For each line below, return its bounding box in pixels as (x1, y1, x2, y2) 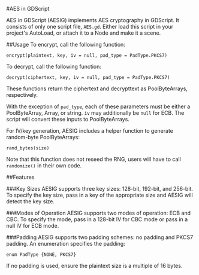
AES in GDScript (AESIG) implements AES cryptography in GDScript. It (6, 17, 180, 23)
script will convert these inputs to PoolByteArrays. (6, 116, 130, 123)
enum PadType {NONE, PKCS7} (6, 252, 77, 258)
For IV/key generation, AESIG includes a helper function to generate (6, 127, 174, 134)
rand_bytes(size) (6, 145, 50, 151)
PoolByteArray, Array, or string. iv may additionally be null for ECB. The (6, 109, 185, 116)
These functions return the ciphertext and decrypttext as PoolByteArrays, (6, 85, 188, 92)
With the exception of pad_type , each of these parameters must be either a (6, 103, 191, 110)
